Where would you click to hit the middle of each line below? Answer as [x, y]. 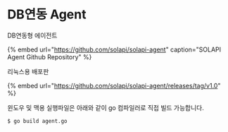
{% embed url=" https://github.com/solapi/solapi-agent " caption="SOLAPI [114, 49]
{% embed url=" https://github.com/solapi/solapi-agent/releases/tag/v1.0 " [114, 85]
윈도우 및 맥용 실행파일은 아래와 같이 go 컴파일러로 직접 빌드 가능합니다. [106, 107]
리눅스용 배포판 [28, 71]
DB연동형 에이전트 [32, 35]
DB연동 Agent [47, 14]
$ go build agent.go [38, 121]
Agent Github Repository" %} [50, 56]
